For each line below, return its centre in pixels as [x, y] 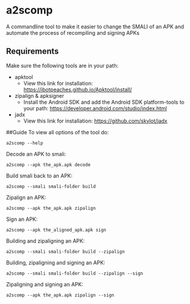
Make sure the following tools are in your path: [62, 65]
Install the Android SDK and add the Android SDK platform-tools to [104, 102]
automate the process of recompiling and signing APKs [73, 32]
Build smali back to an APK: [39, 176]
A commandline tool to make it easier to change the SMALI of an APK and [95, 27]
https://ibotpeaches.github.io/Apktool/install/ [78, 90]
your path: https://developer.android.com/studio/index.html [95, 108]
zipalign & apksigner [39, 95]
